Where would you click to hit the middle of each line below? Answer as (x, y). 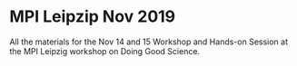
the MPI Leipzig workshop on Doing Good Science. (105, 51)
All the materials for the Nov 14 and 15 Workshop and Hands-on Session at (149, 42)
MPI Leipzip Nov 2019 (93, 17)
